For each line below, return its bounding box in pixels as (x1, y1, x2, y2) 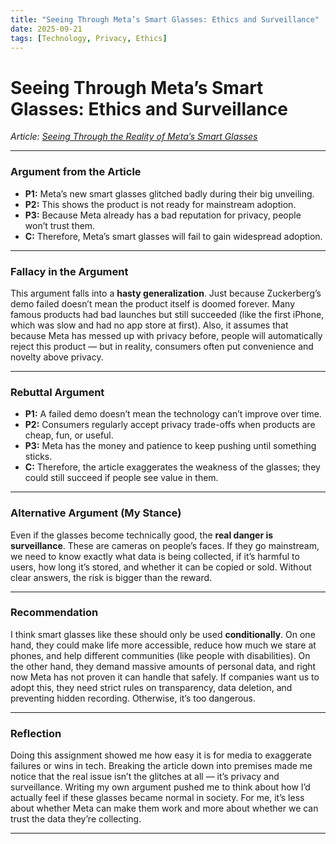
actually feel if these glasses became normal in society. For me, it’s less (10, 792, 305, 804)
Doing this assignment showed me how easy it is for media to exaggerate (10, 749, 312, 761)
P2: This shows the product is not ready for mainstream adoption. (24, 198, 297, 210)
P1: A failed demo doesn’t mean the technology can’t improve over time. (24, 408, 322, 420)
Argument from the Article (10, 165, 142, 179)
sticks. (24, 451, 53, 463)
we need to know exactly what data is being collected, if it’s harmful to (10, 550, 300, 562)
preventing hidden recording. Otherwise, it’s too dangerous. (10, 692, 257, 704)
